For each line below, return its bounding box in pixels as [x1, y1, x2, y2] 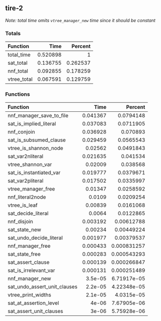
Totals [5, 30, 21, 37]
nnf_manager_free [7, 243, 51, 250]
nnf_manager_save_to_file [7, 112, 68, 119]
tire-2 [5, 4, 23, 13]
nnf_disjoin [7, 218, 33, 225]
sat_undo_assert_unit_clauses [7, 283, 77, 290]
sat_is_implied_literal [7, 120, 56, 127]
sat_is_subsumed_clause [7, 136, 66, 143]
